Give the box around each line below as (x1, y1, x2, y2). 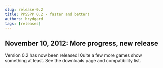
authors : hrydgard (5, 16, 43, 21)
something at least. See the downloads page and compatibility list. (5, 58, 141, 64)
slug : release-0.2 (5, 7, 43, 12)
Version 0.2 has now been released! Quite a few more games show (5, 52, 143, 58)
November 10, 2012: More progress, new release (5, 39, 158, 47)
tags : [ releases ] (5, 21, 41, 26)
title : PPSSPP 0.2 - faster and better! (5, 12, 90, 17)
